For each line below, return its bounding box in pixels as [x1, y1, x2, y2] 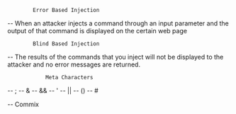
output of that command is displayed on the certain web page [7, 27, 188, 35]
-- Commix [7, 100, 39, 108]
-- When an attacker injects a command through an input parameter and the [7, 19, 229, 28]
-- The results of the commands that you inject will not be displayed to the [7, 53, 224, 61]
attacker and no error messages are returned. [7, 60, 140, 69]
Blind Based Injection [33, 40, 100, 47]
